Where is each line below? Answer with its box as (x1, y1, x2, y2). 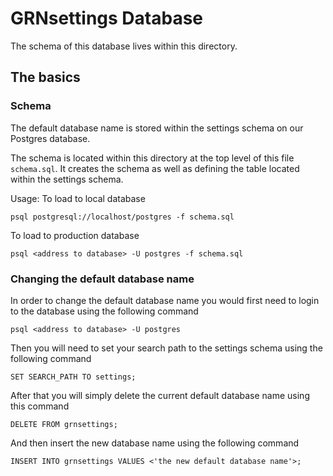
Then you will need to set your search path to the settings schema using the (10, 342, 323, 354)
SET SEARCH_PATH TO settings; (10, 372, 137, 382)
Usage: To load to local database (10, 192, 146, 204)
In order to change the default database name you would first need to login (10, 294, 320, 306)
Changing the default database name (10, 272, 195, 286)
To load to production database (10, 229, 140, 241)
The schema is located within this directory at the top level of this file (10, 152, 295, 164)
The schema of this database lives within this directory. (10, 40, 238, 52)
